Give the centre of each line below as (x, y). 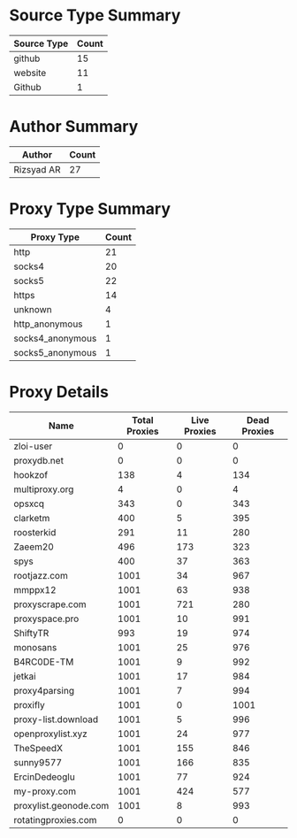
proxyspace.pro (46, 619)
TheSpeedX (38, 748)
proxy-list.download (56, 719)
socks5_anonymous (55, 352)
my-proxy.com (45, 791)
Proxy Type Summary (90, 209)
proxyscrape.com (50, 604)
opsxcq (29, 504)
